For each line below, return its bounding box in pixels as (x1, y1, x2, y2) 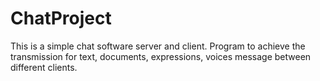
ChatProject (10, 7, 112, 30)
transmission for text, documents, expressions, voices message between (10, 50, 312, 62)
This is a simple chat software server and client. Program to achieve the (10, 40, 306, 52)
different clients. (10, 61, 78, 73)
